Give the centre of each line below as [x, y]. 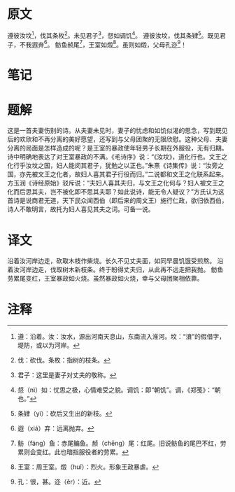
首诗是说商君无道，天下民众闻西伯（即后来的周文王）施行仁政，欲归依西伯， [117, 201]
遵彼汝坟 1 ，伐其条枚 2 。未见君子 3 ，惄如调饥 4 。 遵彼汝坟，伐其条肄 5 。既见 [114, 34]
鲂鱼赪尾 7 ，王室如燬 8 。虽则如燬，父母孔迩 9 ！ [121, 44]
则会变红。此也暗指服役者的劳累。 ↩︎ [76, 452]
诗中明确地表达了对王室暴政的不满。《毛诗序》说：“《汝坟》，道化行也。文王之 [117, 157]
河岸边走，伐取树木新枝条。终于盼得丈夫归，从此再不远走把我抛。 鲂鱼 [121, 269]
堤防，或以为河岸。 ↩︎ [49, 345]
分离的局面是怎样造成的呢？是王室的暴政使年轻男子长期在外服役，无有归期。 [117, 148]
